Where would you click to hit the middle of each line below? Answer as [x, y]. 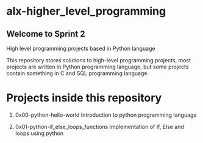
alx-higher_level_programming [86, 11]
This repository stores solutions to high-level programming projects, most [98, 60]
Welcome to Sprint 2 [46, 34]
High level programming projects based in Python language [81, 48]
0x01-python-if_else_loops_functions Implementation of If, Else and [100, 127]
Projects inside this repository [84, 98]
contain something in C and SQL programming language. [78, 73]
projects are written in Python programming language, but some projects [98, 67]
